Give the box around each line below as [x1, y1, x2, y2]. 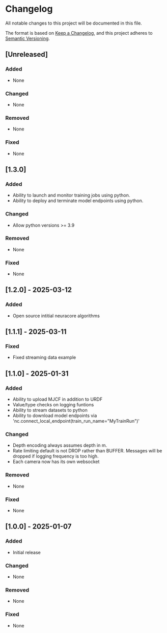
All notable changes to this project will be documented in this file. [5, 20, 143, 26]
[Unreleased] [5, 50, 48, 59]
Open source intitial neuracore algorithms [12, 313, 100, 319]
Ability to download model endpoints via [12, 412, 97, 419]
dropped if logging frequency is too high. [12, 453, 99, 460]
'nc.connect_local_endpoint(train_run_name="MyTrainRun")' [12, 418, 140, 424]
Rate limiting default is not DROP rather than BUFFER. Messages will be [12, 448, 162, 454]
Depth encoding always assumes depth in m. [12, 442, 107, 448]
